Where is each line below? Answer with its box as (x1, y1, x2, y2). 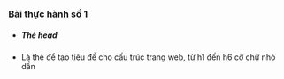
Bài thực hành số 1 (8, 8, 88, 20)
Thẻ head (20, 30, 58, 40)
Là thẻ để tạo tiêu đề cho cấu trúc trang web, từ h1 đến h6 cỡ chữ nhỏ (20, 52, 276, 62)
